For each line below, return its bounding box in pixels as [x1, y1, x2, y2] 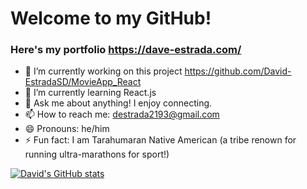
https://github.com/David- [184, 65, 292, 77]
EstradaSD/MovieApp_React [24, 76, 142, 88]
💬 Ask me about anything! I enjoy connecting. [24, 97, 213, 109]
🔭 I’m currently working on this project [24, 65, 183, 77]
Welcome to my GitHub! [10, 7, 212, 30]
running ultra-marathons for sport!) [24, 148, 170, 161]
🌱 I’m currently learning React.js [24, 87, 157, 99]
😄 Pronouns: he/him [24, 123, 110, 135]
